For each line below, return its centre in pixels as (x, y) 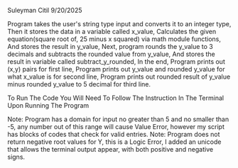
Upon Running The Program (48, 105)
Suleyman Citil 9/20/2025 (45, 10)
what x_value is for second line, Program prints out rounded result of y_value (119, 77)
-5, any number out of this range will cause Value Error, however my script (116, 127)
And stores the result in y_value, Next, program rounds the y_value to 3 (110, 46)
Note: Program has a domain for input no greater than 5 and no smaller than (118, 119)
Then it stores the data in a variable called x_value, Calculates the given (112, 32)
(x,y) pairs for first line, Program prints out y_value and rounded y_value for (116, 69)
